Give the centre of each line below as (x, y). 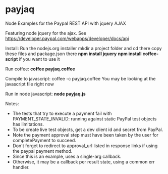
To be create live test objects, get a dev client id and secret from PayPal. (88, 129)
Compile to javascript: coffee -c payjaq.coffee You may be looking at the (80, 78)
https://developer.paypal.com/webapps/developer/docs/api (67, 38)
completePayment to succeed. (44, 140)
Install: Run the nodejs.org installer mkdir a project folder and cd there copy (84, 48)
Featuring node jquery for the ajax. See (46, 33)
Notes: (12, 103)
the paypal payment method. (42, 151)
